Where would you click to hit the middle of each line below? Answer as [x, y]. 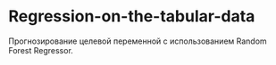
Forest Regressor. [41, 50]
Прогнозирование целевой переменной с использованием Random [138, 41]
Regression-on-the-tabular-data [132, 16]
